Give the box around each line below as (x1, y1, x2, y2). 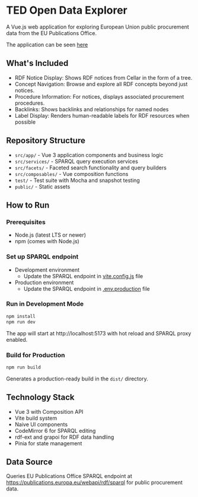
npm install (6, 313, 36, 319)
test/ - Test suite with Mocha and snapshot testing (14, 177, 140, 184)
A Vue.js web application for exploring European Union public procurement (6, 23, 190, 30)
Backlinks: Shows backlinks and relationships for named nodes (14, 105, 169, 113)
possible (14, 118, 36, 125)
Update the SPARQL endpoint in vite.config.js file (23, 272, 143, 279)
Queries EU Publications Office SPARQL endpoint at (6, 473, 132, 480)
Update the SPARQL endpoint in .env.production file (23, 285, 150, 292)
